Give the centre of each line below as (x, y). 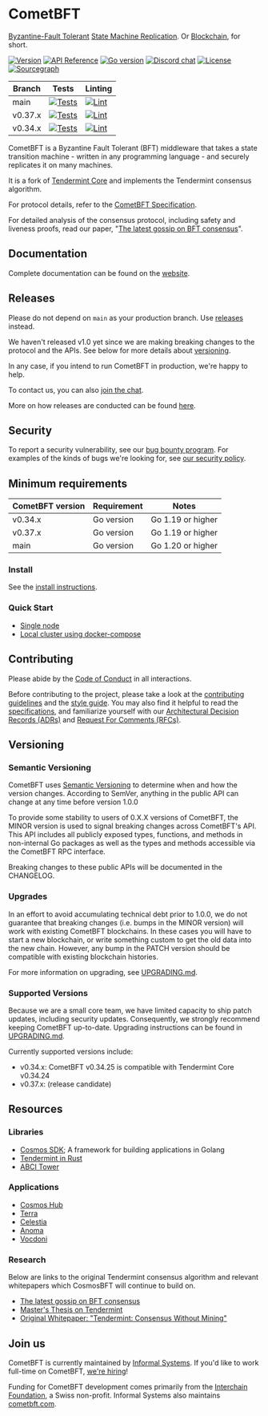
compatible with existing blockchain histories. (83, 957)
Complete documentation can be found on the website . (99, 273)
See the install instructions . (53, 587)
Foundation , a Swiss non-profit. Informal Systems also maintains (114, 1395)
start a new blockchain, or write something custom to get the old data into (130, 940)
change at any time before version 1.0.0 (73, 802)
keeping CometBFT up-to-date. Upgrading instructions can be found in (125, 1027)
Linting (99, 88)
